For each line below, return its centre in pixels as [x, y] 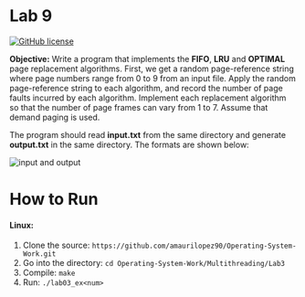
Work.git [39, 254]
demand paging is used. [55, 117]
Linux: [21, 225]
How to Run [54, 200]
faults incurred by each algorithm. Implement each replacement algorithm [148, 98]
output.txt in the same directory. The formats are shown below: [129, 144]
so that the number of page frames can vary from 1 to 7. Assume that [139, 107]
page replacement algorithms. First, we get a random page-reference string [152, 69]
